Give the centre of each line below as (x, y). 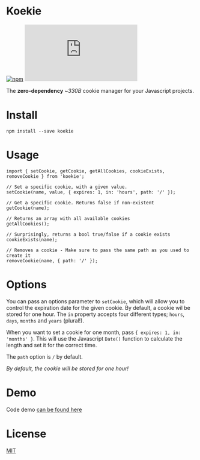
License (26, 434)
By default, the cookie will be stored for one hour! (68, 368)
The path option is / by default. (44, 356)
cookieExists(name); (32, 239)
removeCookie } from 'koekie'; (45, 176)
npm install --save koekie (40, 131)
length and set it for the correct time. (52, 345)
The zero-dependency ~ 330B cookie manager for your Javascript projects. (100, 90)
